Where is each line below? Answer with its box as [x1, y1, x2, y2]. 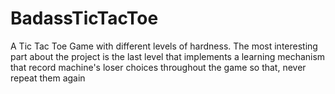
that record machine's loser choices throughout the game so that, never [10, 61, 307, 73]
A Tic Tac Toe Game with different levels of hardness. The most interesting [10, 40, 318, 52]
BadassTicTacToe [10, 7, 159, 30]
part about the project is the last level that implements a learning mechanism [10, 50, 326, 62]
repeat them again [10, 72, 86, 84]
